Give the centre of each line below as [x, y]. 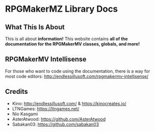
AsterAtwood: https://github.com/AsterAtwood [59, 119]
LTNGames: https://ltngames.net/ [46, 109]
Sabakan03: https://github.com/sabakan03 [55, 124]
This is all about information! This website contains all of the [66, 39]
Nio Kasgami [25, 114]
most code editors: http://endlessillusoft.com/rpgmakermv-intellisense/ [77, 76]
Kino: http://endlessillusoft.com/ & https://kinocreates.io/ [69, 103]
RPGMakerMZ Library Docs [62, 9]
